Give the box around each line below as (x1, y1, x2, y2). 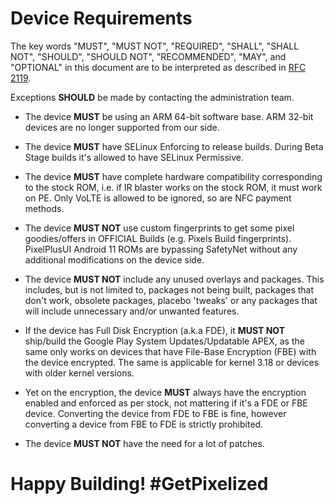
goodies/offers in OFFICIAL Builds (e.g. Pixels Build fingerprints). (24, 232, 292, 244)
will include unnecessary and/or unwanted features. (24, 305, 240, 317)
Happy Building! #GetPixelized (10, 473, 269, 496)
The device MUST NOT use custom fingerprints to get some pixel (24, 222, 295, 234)
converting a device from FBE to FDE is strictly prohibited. (24, 418, 264, 430)
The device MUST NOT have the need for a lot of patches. (24, 437, 265, 449)
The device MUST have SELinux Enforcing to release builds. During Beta (24, 140, 324, 152)
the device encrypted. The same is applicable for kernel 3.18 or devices (24, 356, 320, 368)
